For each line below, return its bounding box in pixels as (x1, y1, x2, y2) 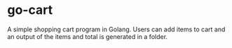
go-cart (7, 2, 53, 18)
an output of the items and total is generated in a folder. (7, 32, 168, 40)
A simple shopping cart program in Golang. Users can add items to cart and (7, 25, 226, 33)
